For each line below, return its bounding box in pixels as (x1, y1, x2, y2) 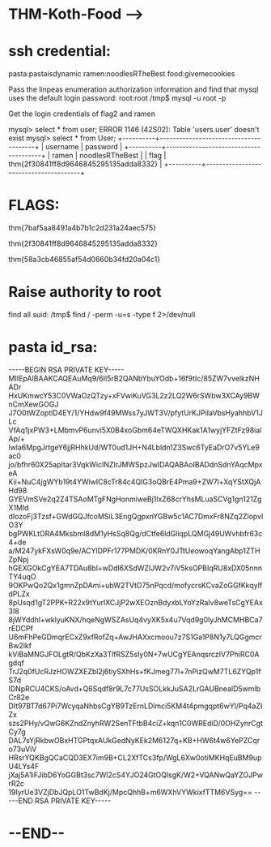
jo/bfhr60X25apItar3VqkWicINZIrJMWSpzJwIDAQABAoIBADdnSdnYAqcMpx (8, 459, 263, 469)
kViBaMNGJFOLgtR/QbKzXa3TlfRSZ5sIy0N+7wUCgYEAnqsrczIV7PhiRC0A (8, 649, 260, 659)
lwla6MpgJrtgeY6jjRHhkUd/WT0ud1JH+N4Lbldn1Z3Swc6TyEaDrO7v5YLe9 (8, 442, 260, 452)
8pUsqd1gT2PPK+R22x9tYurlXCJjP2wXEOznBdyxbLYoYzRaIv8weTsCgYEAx (8, 597, 263, 607)
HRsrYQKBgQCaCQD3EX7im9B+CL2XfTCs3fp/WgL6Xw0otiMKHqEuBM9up (8, 752, 262, 763)
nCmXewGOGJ (8, 399, 59, 409)
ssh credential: (8, 42, 112, 61)
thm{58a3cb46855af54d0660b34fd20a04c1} (8, 255, 161, 264)
